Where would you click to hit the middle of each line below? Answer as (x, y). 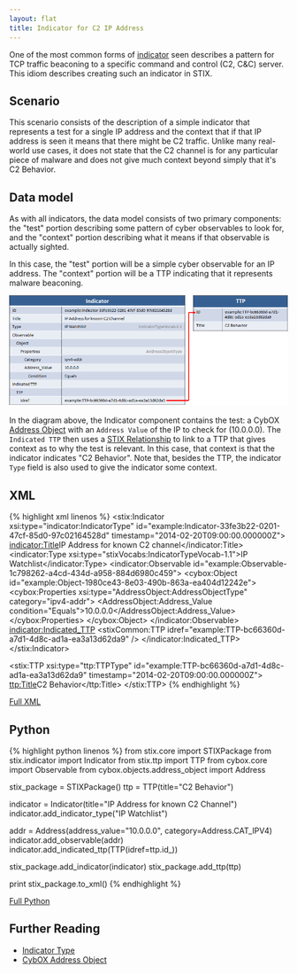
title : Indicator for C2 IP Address (76, 28)
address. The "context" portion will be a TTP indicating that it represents (141, 274)
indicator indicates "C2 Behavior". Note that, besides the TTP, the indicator (145, 458)
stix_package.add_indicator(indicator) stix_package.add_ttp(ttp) (125, 867)
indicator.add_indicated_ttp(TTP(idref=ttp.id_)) (94, 850)
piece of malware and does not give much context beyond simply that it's (143, 160)
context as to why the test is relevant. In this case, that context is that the (142, 448)
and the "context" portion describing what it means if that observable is (139, 238)
